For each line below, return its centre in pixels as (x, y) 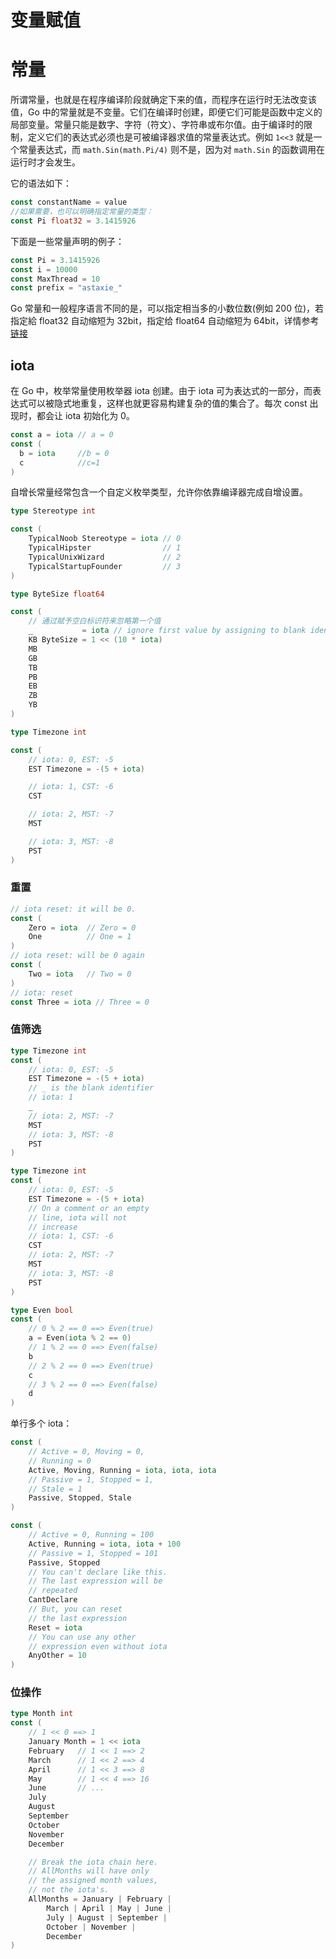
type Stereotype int (53, 511)
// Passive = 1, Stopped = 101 (93, 1553)
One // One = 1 (80, 937)
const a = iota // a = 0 (62, 435)
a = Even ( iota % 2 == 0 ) (80, 1338)
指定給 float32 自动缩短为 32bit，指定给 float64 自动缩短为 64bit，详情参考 (165, 321)
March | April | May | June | (109, 1908)
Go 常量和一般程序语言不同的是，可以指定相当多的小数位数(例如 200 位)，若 (167, 308)
